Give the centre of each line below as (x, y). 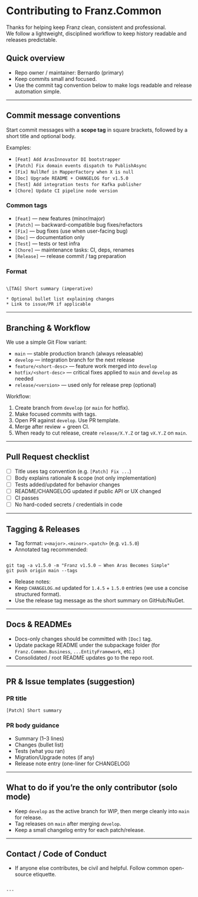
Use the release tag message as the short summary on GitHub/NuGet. (100, 600)
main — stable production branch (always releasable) (79, 353)
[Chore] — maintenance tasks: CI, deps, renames (74, 250)
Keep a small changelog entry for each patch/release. (80, 830)
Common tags (27, 206)
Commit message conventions (63, 115)
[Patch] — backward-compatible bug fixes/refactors (79, 224)
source (23, 875)
